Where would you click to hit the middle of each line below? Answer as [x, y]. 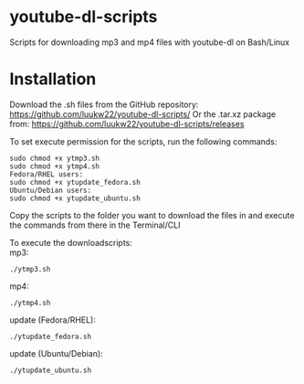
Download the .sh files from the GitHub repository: [104, 104]
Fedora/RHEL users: [47, 174]
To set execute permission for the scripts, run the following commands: [143, 141]
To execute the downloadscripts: [71, 242]
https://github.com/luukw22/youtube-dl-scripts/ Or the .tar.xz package [143, 114]
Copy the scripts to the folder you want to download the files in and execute [152, 215]
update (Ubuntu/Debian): [56, 353]
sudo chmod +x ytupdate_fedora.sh [75, 182]
